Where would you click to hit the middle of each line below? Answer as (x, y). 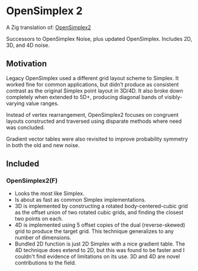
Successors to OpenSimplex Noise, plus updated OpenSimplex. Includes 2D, (99, 39)
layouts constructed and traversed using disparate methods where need (94, 121)
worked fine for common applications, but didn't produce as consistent (92, 84)
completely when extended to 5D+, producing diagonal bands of (85, 97)
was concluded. (26, 127)
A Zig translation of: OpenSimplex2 (49, 27)
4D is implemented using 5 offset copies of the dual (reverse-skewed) (100, 225)
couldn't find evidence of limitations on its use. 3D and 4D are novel (97, 257)
